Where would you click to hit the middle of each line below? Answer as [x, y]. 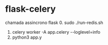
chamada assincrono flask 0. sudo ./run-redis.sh [54, 22]
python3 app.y [27, 37]
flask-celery [30, 9]
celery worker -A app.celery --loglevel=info [56, 32]
